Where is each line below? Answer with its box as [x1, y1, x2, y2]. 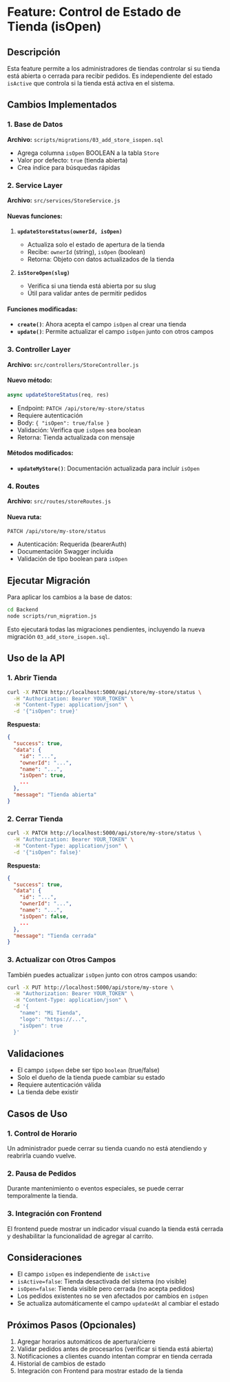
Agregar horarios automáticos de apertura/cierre [17, 1337, 156, 1346]
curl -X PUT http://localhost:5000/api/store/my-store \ [7, 984, 174, 991]
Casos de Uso [7, 1108, 67, 1120]
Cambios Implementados [7, 99, 117, 111]
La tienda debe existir [17, 1088, 79, 1096]
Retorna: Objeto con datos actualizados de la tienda [27, 255, 174, 264]
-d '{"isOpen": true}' [13, 708, 79, 715]
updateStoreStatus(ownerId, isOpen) [17, 229, 123, 235]
